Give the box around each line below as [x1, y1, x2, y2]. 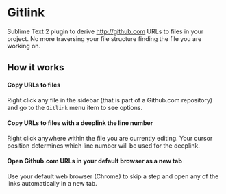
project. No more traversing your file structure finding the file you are [7, 34, 202, 42]
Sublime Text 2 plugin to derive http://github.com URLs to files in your [7, 27, 204, 36]
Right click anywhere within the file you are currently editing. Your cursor [7, 134, 213, 142]
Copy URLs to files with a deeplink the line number [7, 119, 153, 127]
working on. [7, 42, 41, 50]
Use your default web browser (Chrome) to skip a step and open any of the [7, 172, 219, 180]
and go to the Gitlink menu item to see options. [7, 103, 142, 111]
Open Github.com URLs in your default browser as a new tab [7, 157, 183, 165]
